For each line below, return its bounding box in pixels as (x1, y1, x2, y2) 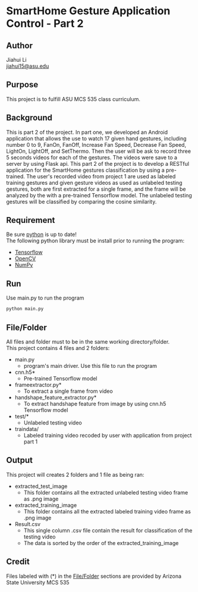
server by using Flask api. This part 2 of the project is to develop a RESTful (6, 160, 189, 167)
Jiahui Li (6, 56, 27, 63)
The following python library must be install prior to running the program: (6, 237, 185, 244)
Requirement (6, 215, 55, 225)
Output (6, 455, 33, 465)
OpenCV (14, 255, 36, 262)
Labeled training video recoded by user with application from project (23, 432, 192, 439)
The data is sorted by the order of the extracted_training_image (23, 539, 179, 546)
